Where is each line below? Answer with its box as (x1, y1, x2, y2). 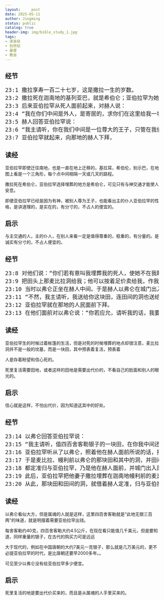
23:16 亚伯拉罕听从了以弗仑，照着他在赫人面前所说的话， (5, 448, 157, 456)
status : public (5, 20, 36, 26)
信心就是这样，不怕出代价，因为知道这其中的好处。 (5, 402, 108, 408)
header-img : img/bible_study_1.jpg (5, 30, 78, 35)
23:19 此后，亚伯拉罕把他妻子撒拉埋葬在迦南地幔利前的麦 (5, 472, 157, 480)
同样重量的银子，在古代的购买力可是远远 (13, 534, 95, 540)
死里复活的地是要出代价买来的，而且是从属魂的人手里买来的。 (5, 590, 129, 596)
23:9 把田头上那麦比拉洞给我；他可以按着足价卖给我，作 (5, 278, 154, 284)
